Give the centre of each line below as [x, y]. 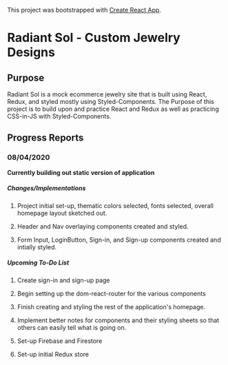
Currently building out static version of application [81, 172]
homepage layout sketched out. [62, 213]
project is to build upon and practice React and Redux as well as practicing [113, 109]
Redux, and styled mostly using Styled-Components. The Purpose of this [111, 102]
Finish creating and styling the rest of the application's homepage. [111, 306]
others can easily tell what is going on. [72, 327]
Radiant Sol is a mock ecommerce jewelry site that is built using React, [107, 94]
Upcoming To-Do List [38, 263]
